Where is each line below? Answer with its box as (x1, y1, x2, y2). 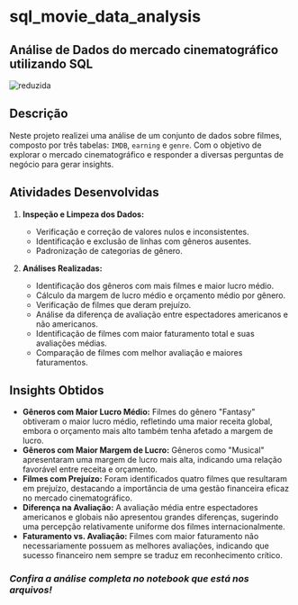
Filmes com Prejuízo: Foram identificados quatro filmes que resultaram (22, 474, 288, 484)
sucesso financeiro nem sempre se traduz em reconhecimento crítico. (22, 550, 284, 561)
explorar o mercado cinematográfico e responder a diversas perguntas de (9, 149, 284, 159)
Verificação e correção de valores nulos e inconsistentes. (35, 226, 249, 237)
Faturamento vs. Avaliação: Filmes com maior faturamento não (22, 531, 259, 542)
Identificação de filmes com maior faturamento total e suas (35, 328, 255, 339)
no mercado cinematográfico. (22, 492, 133, 503)
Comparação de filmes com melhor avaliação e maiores (35, 347, 243, 357)
